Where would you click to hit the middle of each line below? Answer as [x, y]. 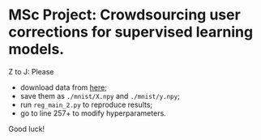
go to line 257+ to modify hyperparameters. [93, 113]
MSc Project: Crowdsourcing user [124, 15]
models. [36, 49]
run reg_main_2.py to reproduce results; [86, 104]
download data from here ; [64, 87]
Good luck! [27, 129]
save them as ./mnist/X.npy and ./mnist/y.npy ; [100, 95]
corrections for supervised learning [131, 32]
